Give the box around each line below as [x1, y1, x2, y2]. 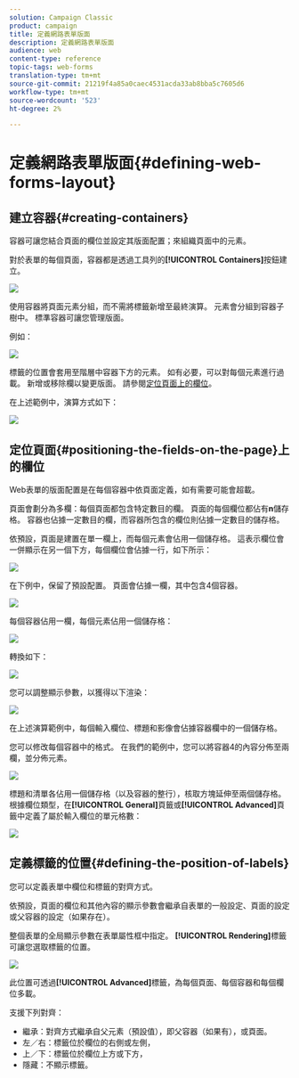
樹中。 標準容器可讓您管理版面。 [9, 313, 129, 323]
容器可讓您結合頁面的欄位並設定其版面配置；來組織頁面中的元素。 [9, 235, 251, 246]
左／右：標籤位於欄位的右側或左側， [21, 1037, 156, 1048]
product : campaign [9, 21, 77, 30]
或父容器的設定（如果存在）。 [9, 911, 115, 922]
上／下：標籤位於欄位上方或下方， [21, 1048, 148, 1058]
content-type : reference [9, 54, 101, 63]
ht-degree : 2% [9, 104, 62, 113]
